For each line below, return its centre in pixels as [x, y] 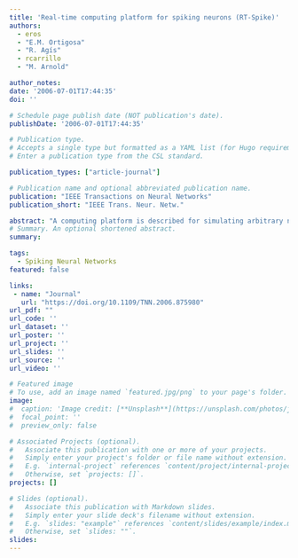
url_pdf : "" [31, 310]
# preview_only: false [53, 425]
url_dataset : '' [39, 327]
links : [21, 286]
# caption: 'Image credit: [61, 409]
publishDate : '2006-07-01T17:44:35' [77, 124]
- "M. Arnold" [43, 67]
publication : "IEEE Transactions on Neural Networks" [111, 196]
